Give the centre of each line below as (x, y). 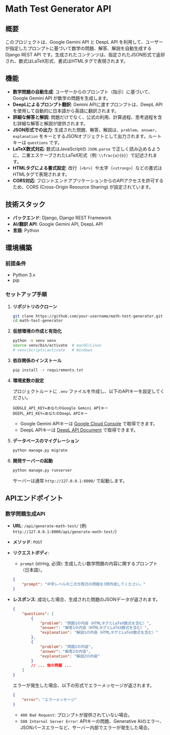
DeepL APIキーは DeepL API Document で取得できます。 (79, 430)
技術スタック (25, 204)
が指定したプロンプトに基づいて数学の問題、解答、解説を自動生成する (79, 48)
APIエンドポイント (34, 498)
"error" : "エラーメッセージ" (49, 699)
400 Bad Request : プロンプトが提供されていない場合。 (76, 715)
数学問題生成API (25, 514)
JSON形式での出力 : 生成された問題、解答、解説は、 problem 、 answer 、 (86, 129)
